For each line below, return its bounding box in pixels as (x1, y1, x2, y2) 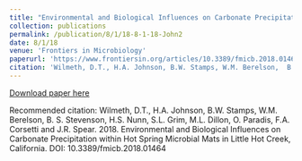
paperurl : (9, 55, 47, 64)
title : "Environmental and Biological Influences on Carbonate (9, 13, 252, 22)
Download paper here (9, 87, 90, 98)
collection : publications (9, 21, 106, 30)
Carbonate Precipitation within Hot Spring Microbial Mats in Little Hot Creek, (9, 133, 291, 144)
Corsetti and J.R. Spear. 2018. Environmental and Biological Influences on (9, 123, 281, 134)
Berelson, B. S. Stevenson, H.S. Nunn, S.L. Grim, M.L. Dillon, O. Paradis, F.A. (9, 114, 290, 125)
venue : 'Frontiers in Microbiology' (9, 47, 147, 55)
